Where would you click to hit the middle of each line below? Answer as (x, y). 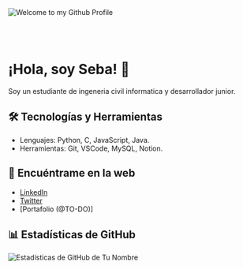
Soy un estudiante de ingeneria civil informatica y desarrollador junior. (122, 91)
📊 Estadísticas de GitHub (72, 235)
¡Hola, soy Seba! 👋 (69, 69)
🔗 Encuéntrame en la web (72, 173)
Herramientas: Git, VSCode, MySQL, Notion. (91, 148)
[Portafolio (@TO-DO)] (56, 209)
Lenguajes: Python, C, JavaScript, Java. (84, 140)
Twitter (31, 200)
